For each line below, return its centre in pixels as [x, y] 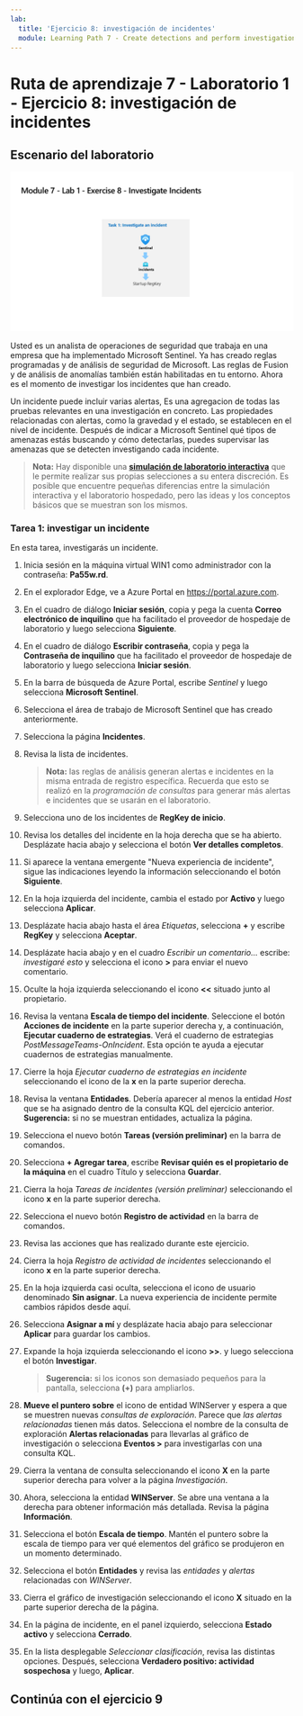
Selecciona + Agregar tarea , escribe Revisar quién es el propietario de [156, 1163]
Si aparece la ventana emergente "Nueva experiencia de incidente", [148, 862]
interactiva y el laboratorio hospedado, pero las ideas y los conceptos [161, 495]
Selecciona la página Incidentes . [84, 737]
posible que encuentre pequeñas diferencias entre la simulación [151, 485]
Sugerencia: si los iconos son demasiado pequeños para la [156, 1379]
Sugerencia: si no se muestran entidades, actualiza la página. [138, 1118]
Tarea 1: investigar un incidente [80, 528]
